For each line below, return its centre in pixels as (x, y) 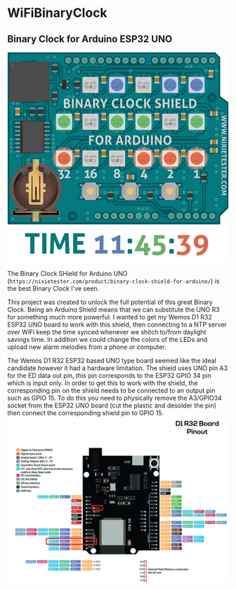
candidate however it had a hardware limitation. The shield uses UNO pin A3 (118, 368)
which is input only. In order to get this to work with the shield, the (103, 383)
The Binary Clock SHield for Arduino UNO (67, 274)
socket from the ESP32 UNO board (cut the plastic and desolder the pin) (112, 405)
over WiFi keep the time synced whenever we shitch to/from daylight (107, 332)
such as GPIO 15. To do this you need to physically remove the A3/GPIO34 (115, 398)
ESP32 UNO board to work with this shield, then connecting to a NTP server (117, 324)
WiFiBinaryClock (57, 13)
